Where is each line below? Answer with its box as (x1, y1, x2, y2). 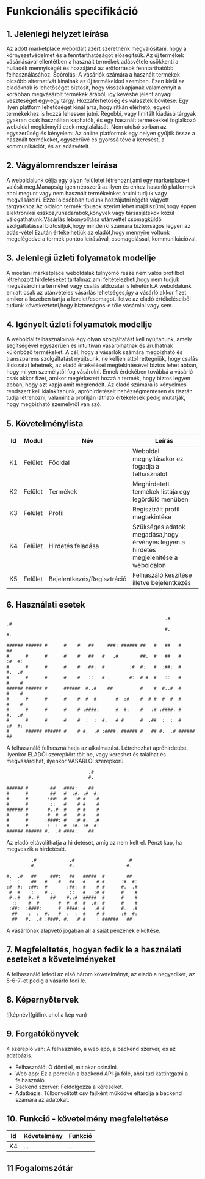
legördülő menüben (132, 495, 189, 503)
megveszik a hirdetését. (6, 845, 67, 853)
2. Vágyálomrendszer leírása (6, 160, 118, 171)
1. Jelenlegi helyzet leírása (6, 29, 109, 39)
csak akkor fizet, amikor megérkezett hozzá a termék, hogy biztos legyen (6, 375, 191, 382)
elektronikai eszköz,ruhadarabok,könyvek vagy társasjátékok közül (6, 209, 175, 216)
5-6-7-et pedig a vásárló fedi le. (6, 977, 87, 984)
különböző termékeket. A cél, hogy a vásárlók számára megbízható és (6, 348, 183, 356)
